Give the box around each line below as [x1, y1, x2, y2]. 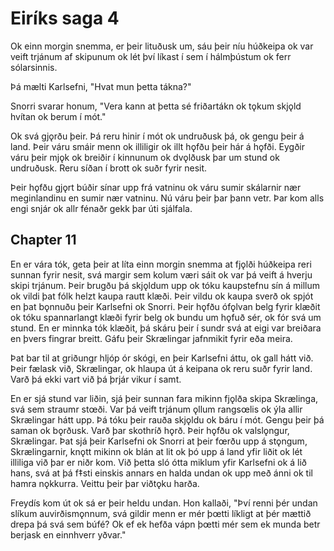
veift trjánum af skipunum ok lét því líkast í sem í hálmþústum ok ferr [10, 50, 292, 62]
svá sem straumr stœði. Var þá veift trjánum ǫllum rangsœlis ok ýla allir [10, 403, 303, 415]
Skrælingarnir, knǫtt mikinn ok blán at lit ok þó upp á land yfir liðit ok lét [10, 445, 303, 457]
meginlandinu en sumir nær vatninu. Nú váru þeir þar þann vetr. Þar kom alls [10, 192, 325, 204]
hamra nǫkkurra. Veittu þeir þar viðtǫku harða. [10, 477, 200, 489]
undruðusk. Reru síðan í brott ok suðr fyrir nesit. [10, 162, 208, 174]
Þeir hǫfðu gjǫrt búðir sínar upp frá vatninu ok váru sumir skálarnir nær [10, 181, 302, 193]
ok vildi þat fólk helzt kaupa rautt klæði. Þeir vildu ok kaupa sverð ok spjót [10, 290, 314, 302]
